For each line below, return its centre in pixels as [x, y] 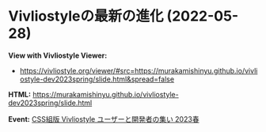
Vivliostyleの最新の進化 [86, 16]
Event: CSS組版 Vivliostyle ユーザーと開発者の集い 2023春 [104, 119]
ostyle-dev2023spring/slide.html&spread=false [97, 79]
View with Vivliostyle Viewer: [58, 55]
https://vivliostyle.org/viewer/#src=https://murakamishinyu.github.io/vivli [139, 70]
